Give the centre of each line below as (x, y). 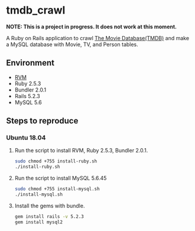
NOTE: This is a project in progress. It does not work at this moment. (92, 27)
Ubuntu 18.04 (26, 138)
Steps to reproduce (42, 121)
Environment (30, 63)
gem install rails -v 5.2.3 (49, 216)
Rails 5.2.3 (27, 96)
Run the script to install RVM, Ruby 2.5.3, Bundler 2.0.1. (81, 151)
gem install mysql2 (39, 222)
